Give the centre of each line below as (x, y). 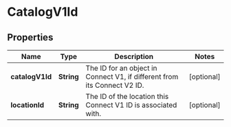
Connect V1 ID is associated (131, 105)
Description (134, 57)
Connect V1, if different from (132, 77)
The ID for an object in (121, 68)
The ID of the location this (127, 96)
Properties (30, 37)
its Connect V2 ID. (115, 85)
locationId (27, 105)
